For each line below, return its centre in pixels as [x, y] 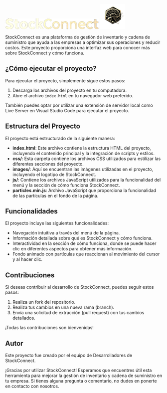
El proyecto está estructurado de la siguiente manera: [60, 138]
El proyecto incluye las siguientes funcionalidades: [57, 223]
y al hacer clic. [27, 259]
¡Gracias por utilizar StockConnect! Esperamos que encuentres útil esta [79, 371]
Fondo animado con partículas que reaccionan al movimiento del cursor [86, 254]
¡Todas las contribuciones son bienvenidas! [49, 328]
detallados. [24, 318]
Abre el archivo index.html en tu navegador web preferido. [73, 95]
